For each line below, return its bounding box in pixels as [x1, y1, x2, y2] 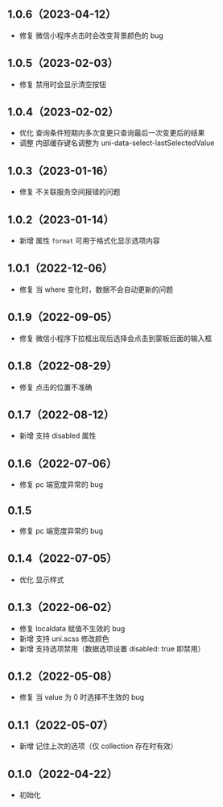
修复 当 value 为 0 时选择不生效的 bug [19, 693, 145, 702]
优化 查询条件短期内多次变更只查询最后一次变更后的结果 [19, 128, 205, 138]
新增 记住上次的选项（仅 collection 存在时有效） [19, 741, 178, 751]
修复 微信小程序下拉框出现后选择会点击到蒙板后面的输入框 [19, 333, 213, 343]
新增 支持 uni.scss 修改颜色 [19, 634, 109, 643]
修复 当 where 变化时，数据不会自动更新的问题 [19, 285, 174, 294]
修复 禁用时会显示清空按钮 [19, 79, 106, 89]
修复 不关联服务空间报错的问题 [19, 187, 121, 197]
